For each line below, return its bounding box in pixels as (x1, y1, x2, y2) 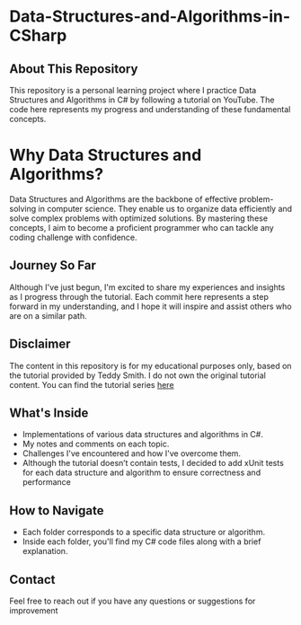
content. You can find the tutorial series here (9, 379, 174, 390)
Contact (9, 572, 56, 587)
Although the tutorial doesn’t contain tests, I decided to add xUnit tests (22, 458, 285, 469)
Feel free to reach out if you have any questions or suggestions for (9, 595, 256, 606)
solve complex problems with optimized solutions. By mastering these (9, 213, 268, 224)
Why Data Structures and (9, 145, 202, 165)
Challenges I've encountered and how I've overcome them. (22, 448, 241, 459)
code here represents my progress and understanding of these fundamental (9, 104, 291, 114)
